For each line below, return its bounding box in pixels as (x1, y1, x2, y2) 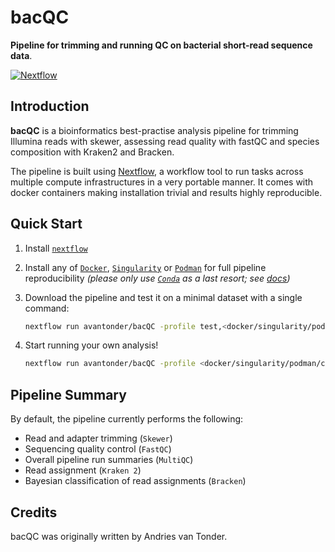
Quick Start (10, 216, 83, 233)
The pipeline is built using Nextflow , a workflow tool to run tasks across (10, 165, 304, 177)
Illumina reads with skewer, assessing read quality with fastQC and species (10, 135, 320, 147)
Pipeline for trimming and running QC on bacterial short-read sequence (10, 39, 313, 51)
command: (24, 302, 70, 314)
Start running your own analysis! (24, 339, 159, 351)
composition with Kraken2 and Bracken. (10, 146, 175, 158)
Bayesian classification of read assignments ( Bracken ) (24, 475, 247, 487)
